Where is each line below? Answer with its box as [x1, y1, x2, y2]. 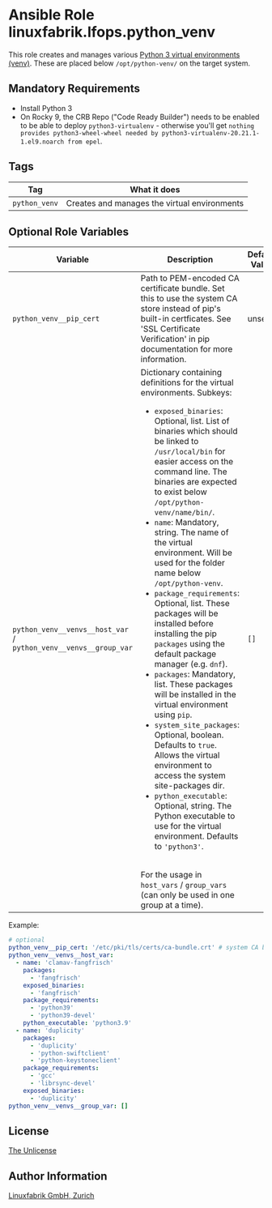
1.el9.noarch [19, 138, 65, 146]
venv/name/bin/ [154, 508, 213, 518]
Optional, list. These [154, 598, 231, 609]
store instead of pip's [140, 303, 221, 314]
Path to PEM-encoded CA [140, 273, 240, 284]
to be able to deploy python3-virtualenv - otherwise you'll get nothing [19, 120, 255, 130]
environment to [154, 760, 212, 771]
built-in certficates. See [140, 314, 232, 325]
